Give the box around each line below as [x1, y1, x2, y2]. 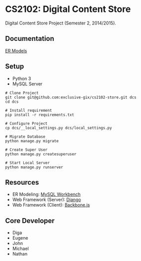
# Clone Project [5, 90, 39, 95]
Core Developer [5, 216, 55, 225]
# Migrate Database [5, 134, 46, 139]
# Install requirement [5, 108, 52, 113]
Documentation [5, 34, 55, 43]
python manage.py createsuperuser [5, 151, 77, 157]
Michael [12, 246, 29, 252]
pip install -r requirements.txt [5, 112, 74, 117]
